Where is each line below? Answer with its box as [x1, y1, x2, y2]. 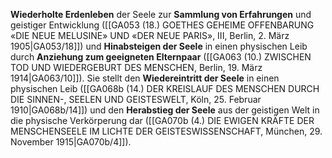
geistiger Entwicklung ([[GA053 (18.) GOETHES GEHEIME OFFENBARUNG [10, 19, 315, 31]
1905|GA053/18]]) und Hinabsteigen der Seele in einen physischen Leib [10, 40, 308, 52]
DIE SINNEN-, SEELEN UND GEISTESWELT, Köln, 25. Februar [10, 94, 262, 105]
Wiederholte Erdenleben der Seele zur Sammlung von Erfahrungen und [10, 9, 312, 20]
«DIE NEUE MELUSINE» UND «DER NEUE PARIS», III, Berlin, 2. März [10, 30, 290, 41]
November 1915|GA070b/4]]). [10, 136, 132, 148]
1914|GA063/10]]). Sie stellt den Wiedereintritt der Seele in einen [10, 72, 280, 84]
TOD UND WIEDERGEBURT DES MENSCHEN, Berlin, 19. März [10, 62, 263, 73]
